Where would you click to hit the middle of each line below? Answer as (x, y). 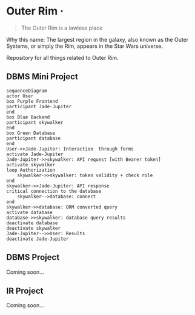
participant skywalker (35, 122)
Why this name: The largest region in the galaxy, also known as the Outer (97, 39)
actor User (20, 96)
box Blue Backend (28, 117)
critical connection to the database (54, 191)
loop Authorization (31, 170)
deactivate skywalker (34, 228)
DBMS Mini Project (42, 77)
